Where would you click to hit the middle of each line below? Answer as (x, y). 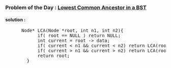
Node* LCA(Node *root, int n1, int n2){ (72, 31)
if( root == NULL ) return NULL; (79, 36)
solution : (16, 20)
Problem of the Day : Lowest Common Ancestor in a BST (76, 8)
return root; (54, 56)
